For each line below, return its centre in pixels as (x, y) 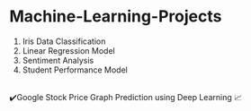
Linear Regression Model (68, 50)
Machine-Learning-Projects (116, 17)
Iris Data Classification (64, 41)
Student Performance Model (75, 70)
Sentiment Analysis (58, 60)
